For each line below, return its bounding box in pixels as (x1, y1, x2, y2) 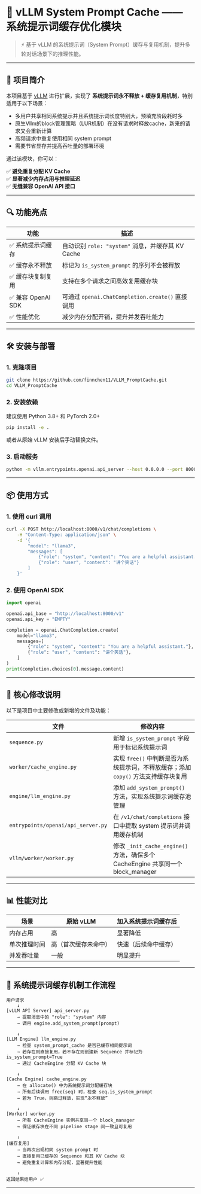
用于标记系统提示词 (112, 743, 167, 751)
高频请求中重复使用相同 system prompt (14, 135, 112, 142)
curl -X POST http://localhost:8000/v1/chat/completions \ (6, 526, 157, 532)
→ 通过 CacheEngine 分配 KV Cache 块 (17, 1061, 106, 1067)
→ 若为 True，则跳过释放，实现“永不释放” (17, 1095, 108, 1101)
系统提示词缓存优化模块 (6, 20, 122, 33)
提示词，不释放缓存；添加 (118, 763, 191, 771)
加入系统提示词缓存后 (117, 918, 178, 926)
